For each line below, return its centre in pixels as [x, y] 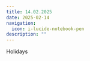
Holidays [17, 51]
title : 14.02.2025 [29, 12]
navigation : [21, 23]
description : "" [26, 34]
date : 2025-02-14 [28, 18]
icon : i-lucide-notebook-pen [48, 29]
